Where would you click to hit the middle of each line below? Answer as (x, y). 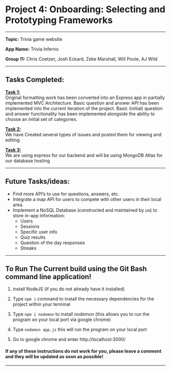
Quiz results (33, 237)
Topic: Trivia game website (34, 39)
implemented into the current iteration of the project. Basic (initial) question (84, 108)
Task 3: (13, 150)
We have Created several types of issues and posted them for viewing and (83, 134)
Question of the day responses (52, 242)
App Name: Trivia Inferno (32, 49)
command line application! (48, 277)
